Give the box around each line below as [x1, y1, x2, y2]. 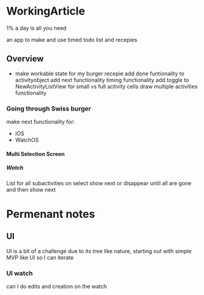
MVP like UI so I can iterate [6, 254, 74, 261]
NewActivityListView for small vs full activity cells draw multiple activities [15, 83, 198, 90]
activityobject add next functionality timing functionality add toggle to [15, 76, 189, 83]
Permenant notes [6, 207, 95, 221]
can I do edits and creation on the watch [6, 282, 107, 290]
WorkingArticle [6, 4, 86, 18]
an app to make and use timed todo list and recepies [6, 36, 138, 43]
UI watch [6, 269, 33, 277]
